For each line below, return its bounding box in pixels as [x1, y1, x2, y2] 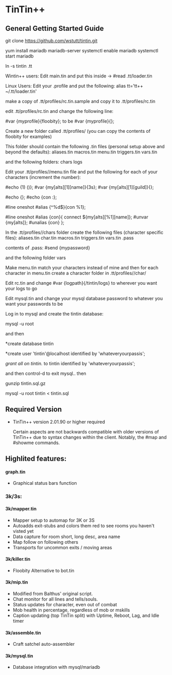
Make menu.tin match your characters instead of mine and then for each [5, 265, 159, 270]
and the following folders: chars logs [5, 159, 83, 165]
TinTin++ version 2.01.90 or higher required [12, 419, 105, 425]
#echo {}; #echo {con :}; [5, 194, 58, 200]
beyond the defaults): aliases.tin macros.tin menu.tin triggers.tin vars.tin [5, 149, 158, 155]
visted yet [12, 528, 34, 534]
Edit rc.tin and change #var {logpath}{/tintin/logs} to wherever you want [5, 280, 158, 286]
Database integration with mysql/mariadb [12, 664, 100, 670]
